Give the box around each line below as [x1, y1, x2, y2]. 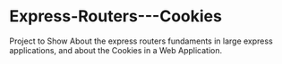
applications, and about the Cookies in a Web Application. [9, 44, 222, 55]
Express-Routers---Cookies [9, 6, 222, 27]
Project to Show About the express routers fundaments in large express [9, 36, 273, 46]
